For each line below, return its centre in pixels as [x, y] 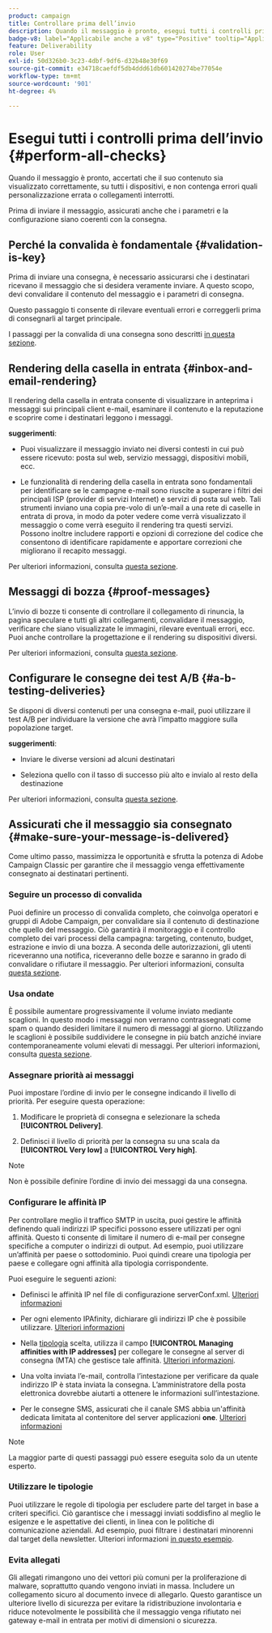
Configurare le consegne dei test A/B [104, 678]
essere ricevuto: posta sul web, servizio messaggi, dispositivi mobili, [134, 457]
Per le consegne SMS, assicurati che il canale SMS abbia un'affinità [133, 1409]
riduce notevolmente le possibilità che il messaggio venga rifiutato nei [125, 1612]
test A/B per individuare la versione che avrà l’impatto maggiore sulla [123, 719]
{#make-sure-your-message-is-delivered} [119, 837]
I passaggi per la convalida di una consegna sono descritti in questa [122, 334]
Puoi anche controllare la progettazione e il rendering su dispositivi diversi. [133, 637]
